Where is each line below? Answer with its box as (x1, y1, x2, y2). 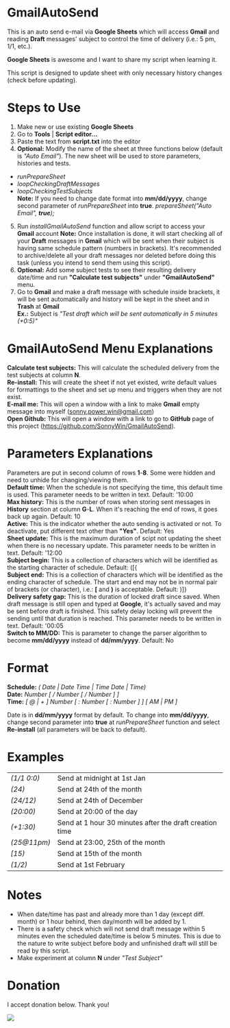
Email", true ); (16, 208, 55, 217)
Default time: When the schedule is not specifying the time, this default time (7, 483, 223, 491)
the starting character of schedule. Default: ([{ (7, 563, 138, 571)
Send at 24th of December (57, 796, 143, 805)
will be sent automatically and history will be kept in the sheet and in (16, 295, 210, 303)
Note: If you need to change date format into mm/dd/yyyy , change (16, 194, 207, 202)
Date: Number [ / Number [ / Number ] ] (7, 690, 120, 698)
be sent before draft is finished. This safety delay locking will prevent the (7, 607, 213, 615)
